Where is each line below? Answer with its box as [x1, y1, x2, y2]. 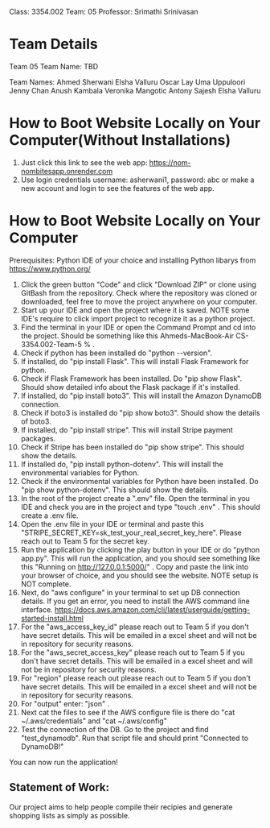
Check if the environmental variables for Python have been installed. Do [20, 476, 260, 486]
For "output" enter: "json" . [20, 698, 110, 708]
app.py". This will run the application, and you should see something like [20, 553, 260, 563]
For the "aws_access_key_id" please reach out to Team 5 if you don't [20, 622, 249, 631]
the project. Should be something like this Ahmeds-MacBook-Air [20, 330, 235, 341]
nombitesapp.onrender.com [20, 166, 113, 176]
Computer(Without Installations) [9, 131, 231, 150]
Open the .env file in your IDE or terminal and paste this [20, 519, 204, 528]
